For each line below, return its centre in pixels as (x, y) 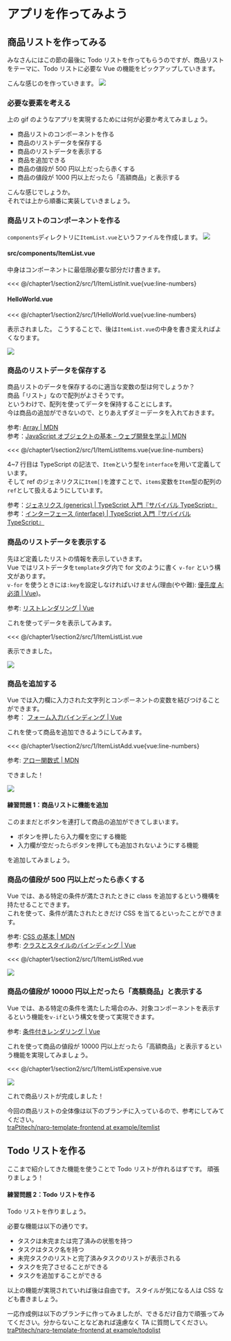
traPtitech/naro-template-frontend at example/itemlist (84, 1127)
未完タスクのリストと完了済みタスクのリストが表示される (99, 1258)
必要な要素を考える (39, 103)
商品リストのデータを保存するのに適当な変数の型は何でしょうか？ (101, 387)
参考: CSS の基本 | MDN (41, 937)
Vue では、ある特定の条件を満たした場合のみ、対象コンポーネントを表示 (111, 1008)
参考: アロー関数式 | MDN (43, 760)
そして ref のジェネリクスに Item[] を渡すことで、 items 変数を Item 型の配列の (114, 482)
